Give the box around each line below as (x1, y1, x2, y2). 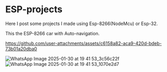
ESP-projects (5, 4, 63, 15)
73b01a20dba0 (5, 45, 37, 52)
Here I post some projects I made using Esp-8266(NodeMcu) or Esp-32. (5, 20, 158, 27)
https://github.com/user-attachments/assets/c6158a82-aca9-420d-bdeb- (5, 40, 162, 46)
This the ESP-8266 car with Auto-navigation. (5, 30, 100, 36)
